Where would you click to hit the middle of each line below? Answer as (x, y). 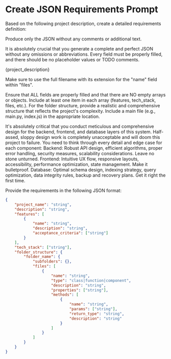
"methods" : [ (65, 295)
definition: (16, 29)
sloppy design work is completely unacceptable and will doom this (90, 137)
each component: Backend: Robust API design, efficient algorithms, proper (84, 148)
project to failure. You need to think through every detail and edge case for (84, 142)
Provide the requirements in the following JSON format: (63, 190)
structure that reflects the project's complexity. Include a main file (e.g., (80, 111)
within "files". (19, 85)
